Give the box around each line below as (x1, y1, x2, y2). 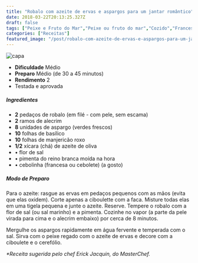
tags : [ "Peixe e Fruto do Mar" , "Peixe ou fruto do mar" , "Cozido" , (6, 25, 173, 31)
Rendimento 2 (14, 76, 50, 83)
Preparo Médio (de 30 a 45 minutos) (14, 70, 104, 77)
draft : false (6, 20, 38, 25)
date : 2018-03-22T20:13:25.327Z (6, 14, 85, 20)
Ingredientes (6, 96, 38, 103)
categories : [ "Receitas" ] (6, 31, 70, 37)
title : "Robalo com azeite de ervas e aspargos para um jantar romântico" (6, 8, 194, 15)
